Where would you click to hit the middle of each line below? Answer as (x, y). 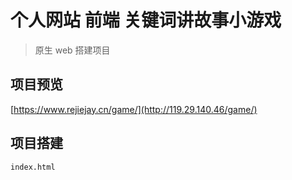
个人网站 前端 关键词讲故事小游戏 (146, 20)
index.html (33, 167)
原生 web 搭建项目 (72, 50)
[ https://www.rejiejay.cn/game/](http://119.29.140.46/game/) (134, 109)
